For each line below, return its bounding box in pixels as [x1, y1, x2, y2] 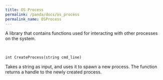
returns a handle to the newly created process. [5, 69, 102, 75]
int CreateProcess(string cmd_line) [5, 55, 82, 60]
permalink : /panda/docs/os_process [5, 12, 80, 17]
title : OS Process [5, 7, 44, 12]
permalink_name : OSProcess [5, 16, 62, 21]
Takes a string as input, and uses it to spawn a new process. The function [5, 63, 157, 70]
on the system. [5, 35, 36, 41]
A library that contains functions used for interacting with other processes [5, 30, 158, 36]
